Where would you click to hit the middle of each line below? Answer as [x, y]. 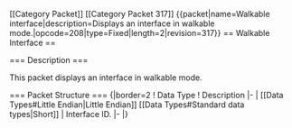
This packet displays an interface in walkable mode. [106, 78]
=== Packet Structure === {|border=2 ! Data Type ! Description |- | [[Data [146, 95]
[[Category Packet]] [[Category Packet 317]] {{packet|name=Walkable [140, 14]
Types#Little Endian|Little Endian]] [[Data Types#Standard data [127, 105]
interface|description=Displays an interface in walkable [112, 23]
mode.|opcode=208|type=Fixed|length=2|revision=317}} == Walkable [140, 33]
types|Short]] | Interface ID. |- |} [69, 114]
